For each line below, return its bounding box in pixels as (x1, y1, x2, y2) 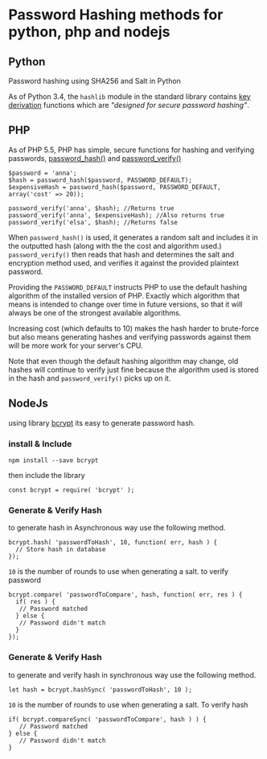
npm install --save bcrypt (8, 456, 99, 464)
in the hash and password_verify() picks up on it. (8, 373, 171, 383)
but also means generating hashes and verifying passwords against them (8, 332, 252, 341)
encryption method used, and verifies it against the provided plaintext (8, 258, 240, 267)
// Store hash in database (15, 546, 106, 554)
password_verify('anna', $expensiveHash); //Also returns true (8, 211, 225, 219)
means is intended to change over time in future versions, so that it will (8, 299, 243, 309)
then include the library (8, 470, 86, 480)
